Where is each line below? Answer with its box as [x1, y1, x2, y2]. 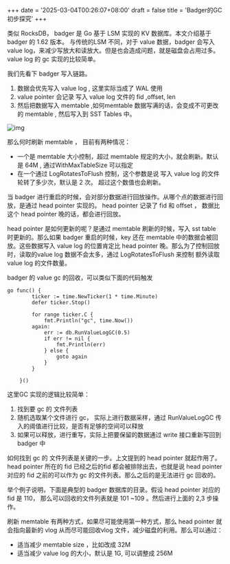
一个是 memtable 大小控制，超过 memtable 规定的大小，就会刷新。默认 [16, 153, 219, 160]
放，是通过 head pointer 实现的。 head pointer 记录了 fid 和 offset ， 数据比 [7, 201, 220, 210]
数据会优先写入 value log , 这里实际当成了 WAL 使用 [16, 84, 163, 92]
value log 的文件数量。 [7, 259, 71, 267]
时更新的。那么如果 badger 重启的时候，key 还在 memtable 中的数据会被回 [7, 233, 218, 241]
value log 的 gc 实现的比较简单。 [7, 55, 100, 63]
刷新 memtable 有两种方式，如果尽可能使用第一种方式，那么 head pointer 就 [7, 517, 222, 526]
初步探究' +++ [7, 14, 47, 23]
